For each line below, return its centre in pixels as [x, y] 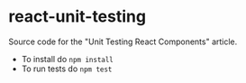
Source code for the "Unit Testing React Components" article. [123, 41]
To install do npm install [68, 59]
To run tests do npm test [67, 69]
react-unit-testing [77, 17]
